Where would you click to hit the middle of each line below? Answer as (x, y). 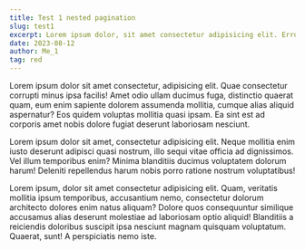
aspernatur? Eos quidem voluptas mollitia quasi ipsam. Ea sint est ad (137, 115)
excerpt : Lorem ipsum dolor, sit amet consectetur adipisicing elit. (144, 34)
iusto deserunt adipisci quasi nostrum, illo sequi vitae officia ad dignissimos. (152, 151)
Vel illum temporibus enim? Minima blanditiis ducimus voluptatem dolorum (148, 161)
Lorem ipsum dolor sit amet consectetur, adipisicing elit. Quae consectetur (148, 86)
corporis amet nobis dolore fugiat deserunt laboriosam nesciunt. (130, 124)
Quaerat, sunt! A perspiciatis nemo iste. (83, 236)
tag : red (26, 60)
